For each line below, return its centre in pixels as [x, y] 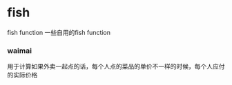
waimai [20, 51]
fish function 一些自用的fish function [59, 32]
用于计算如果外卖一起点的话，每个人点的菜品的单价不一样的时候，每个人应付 [116, 66]
